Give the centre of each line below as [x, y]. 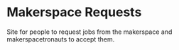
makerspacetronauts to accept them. [61, 39]
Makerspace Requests [74, 12]
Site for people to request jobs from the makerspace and [89, 32]
